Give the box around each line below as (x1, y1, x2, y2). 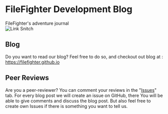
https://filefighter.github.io (5, 59, 60, 65)
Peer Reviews (5, 74, 49, 82)
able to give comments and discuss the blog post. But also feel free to (5, 97, 151, 104)
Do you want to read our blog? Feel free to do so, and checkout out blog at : (5, 53, 163, 60)
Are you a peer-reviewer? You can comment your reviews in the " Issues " (5, 87, 157, 93)
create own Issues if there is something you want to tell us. (5, 103, 128, 109)
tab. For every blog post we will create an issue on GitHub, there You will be (5, 92, 163, 98)
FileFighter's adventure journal (5, 20, 69, 26)
